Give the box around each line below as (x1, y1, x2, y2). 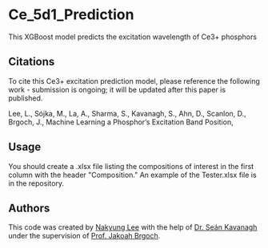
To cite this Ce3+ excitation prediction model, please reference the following (8, 76, 260, 85)
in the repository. (8, 178, 65, 188)
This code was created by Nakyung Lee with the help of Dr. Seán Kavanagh (8, 222, 258, 232)
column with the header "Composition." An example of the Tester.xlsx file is (8, 170, 258, 179)
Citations (8, 55, 55, 69)
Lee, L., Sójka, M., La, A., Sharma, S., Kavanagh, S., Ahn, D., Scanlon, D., (8, 108, 246, 118)
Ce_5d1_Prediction (8, 6, 134, 24)
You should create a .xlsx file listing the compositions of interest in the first (8, 161, 254, 171)
